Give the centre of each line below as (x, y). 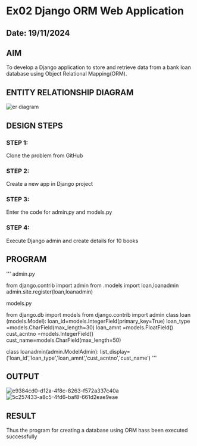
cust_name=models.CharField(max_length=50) (64, 340)
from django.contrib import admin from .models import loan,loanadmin (93, 285)
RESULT (21, 416)
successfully (22, 436)
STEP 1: (17, 142)
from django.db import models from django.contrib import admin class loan (98, 314)
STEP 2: (18, 171)
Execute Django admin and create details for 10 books (72, 241)
